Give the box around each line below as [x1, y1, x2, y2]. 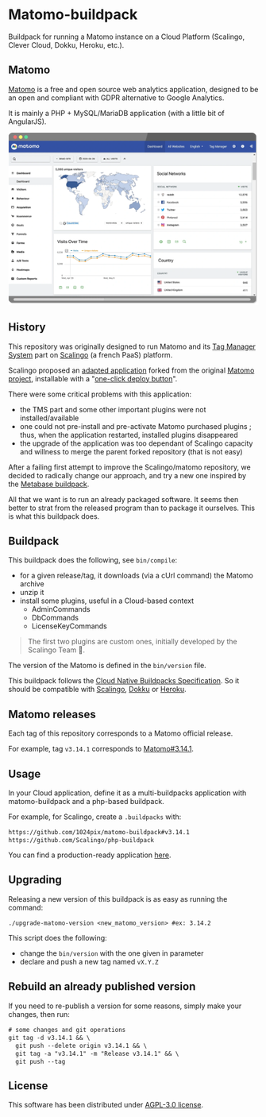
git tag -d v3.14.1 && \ [8, 1034, 91, 1042]
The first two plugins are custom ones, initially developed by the [27, 637, 237, 647]
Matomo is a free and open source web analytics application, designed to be [8, 84, 259, 94]
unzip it [19, 588, 44, 597]
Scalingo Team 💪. [27, 645, 86, 655]
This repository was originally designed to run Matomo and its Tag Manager [8, 342, 256, 351]
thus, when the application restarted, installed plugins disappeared [19, 430, 238, 439]
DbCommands [31, 613, 79, 623]
